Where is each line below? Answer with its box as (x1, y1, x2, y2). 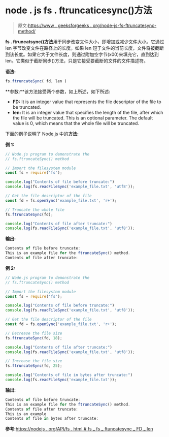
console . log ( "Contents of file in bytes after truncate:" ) (5, 372, 133, 378)
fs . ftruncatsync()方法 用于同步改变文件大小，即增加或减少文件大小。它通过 (5, 39, 164, 45)
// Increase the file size (5, 359, 62, 364)
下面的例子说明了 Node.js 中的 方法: (5, 131, 79, 137)
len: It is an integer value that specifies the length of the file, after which (12, 109, 163, 115)
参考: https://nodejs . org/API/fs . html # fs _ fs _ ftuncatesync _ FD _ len (5, 426, 153, 432)
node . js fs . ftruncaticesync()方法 (5, 5, 152, 16)
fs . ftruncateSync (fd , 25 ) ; (5, 363, 62, 368)
